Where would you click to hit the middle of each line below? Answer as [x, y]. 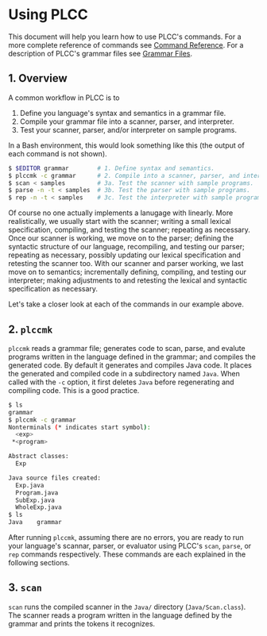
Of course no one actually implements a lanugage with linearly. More [121, 213]
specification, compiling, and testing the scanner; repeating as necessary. [129, 230]
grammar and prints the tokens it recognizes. [82, 623]
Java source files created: [55, 478]
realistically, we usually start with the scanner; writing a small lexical [120, 222]
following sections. [39, 563]
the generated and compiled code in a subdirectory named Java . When [124, 373]
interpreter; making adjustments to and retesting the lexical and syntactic [128, 280]
